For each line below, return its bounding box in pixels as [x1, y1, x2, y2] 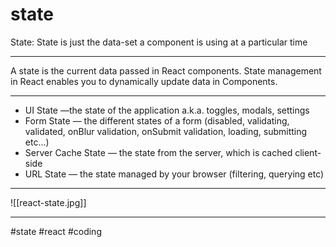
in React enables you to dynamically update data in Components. [10, 75, 278, 87]
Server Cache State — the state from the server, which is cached [24, 146, 293, 158]
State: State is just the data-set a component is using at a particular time [10, 36, 308, 48]
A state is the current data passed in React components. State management [10, 64, 322, 77]
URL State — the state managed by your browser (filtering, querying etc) [24, 168, 325, 180]
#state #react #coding [10, 225, 102, 237]
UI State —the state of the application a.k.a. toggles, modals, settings [24, 104, 310, 116]
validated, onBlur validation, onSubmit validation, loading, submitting [24, 125, 308, 137]
